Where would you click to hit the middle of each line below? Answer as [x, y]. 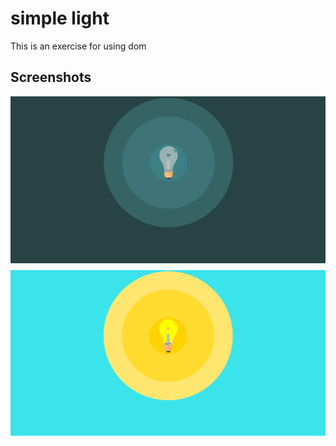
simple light [60, 18]
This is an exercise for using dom [78, 46]
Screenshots [51, 77]
